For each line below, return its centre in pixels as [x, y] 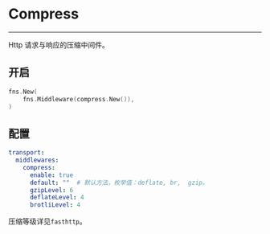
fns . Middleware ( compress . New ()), [79, 99]
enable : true [51, 175]
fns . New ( [23, 92]
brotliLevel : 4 [55, 205]
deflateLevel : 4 [57, 198]
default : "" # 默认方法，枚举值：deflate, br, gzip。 [119, 183]
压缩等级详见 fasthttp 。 [47, 221]
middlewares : [37, 160]
